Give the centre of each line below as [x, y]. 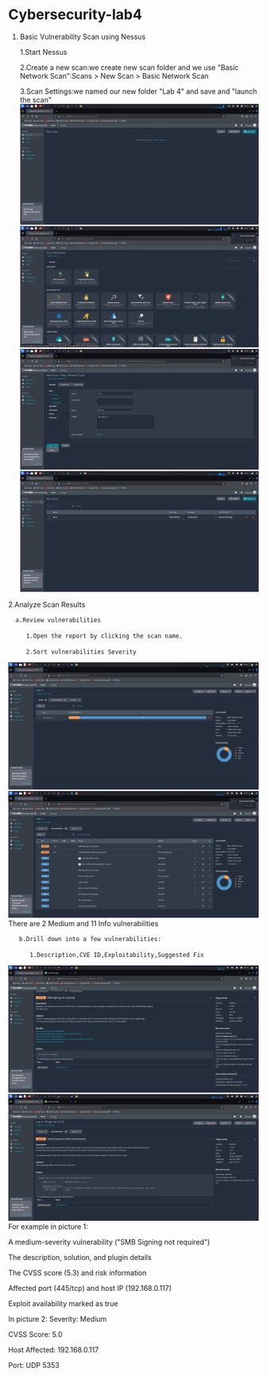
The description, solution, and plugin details [80, 1258]
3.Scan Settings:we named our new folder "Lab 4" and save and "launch [138, 91]
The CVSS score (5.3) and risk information [77, 1273]
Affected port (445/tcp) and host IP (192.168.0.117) [90, 1289]
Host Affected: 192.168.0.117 [54, 1350]
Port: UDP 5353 [34, 1366]
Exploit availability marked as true [63, 1304]
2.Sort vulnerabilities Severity [81, 652]
